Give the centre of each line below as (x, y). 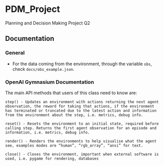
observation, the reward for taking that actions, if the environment (80, 106)
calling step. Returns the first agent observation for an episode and (81, 128)
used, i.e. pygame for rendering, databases (52, 159)
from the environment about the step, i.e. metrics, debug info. (74, 115)
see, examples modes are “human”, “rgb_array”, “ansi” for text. (74, 146)
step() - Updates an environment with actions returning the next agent (82, 102)
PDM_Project (33, 9)
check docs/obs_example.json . (43, 69)
